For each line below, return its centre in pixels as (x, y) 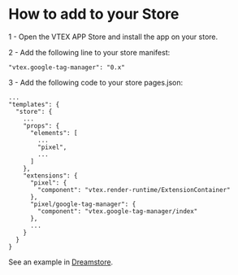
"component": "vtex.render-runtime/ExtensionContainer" (134, 190)
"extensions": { (51, 176)
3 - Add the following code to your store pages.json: (96, 82)
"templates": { (34, 104)
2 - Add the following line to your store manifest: (89, 52)
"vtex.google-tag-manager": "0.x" (67, 67)
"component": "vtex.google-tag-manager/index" (118, 211)
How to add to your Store (94, 14)
